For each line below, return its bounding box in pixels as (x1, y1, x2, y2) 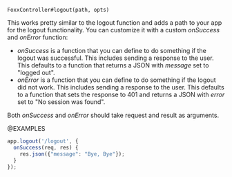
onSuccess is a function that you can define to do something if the (17, 47, 207, 54)
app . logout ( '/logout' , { (7, 138, 79, 145)
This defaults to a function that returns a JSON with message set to (17, 61, 209, 69)
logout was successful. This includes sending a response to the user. (17, 54, 214, 62)
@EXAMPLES (7, 125, 46, 132)
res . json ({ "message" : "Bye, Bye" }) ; (19, 150, 126, 158)
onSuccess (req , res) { (13, 144, 79, 151)
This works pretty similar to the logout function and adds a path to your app (7, 19, 222, 27)
